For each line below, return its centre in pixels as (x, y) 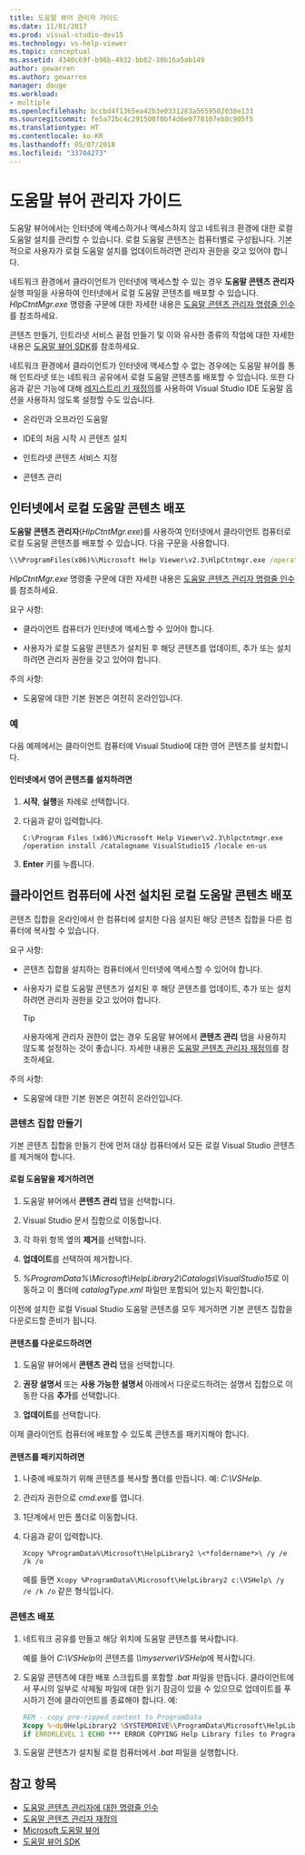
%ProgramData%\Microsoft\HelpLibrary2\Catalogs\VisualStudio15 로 (151, 1278)
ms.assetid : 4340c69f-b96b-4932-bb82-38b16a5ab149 (107, 60)
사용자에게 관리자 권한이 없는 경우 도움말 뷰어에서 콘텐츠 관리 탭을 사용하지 (154, 1037)
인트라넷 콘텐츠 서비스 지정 (70, 457)
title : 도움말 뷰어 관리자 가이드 (64, 18)
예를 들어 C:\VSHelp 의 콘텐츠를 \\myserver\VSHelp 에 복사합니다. (139, 1658)
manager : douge (38, 85)
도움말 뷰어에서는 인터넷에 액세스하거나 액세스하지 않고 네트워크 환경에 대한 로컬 (151, 227)
